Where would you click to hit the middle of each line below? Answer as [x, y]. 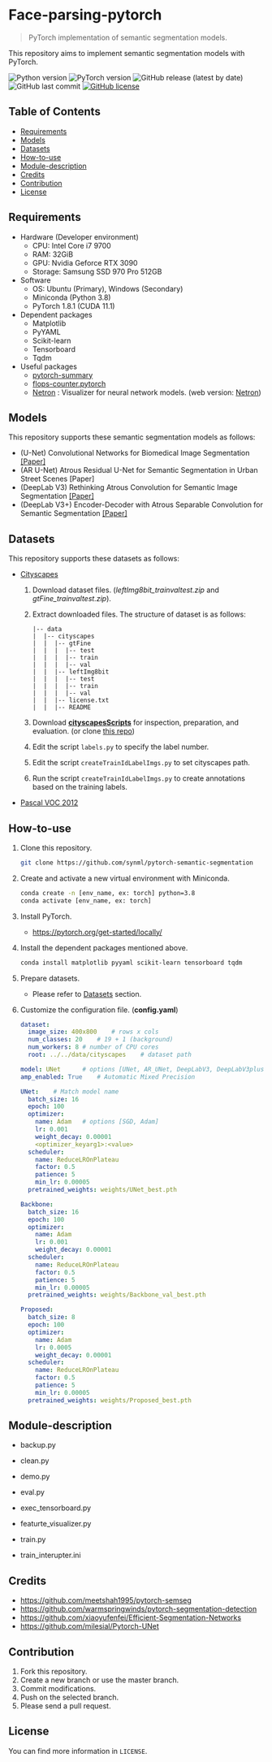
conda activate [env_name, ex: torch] [86, 900]
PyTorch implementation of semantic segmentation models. [127, 37]
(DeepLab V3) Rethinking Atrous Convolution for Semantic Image [129, 487]
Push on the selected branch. [69, 1697]
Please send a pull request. [65, 1706]
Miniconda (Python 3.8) [71, 297]
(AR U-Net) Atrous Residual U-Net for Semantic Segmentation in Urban [139, 470]
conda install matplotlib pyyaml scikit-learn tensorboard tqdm [131, 963]
